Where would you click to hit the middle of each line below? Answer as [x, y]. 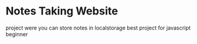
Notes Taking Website [62, 11]
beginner [17, 34]
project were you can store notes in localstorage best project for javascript [98, 28]
